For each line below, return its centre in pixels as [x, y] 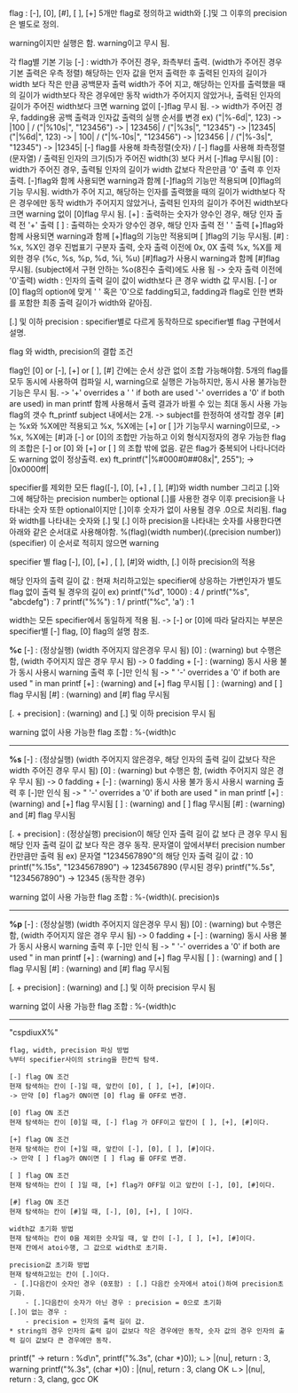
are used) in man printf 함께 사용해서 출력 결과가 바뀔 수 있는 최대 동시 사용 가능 [149, 404]
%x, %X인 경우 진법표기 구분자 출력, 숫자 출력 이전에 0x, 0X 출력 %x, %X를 [141, 247]
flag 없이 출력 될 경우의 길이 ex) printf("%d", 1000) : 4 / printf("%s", [129, 592]
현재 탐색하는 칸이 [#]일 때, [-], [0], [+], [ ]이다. [101, 1212]
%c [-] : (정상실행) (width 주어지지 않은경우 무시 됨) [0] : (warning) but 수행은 [145, 650]
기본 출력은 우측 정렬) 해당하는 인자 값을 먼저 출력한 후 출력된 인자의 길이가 [138, 73]
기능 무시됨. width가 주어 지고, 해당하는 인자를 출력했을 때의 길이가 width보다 [143, 192]
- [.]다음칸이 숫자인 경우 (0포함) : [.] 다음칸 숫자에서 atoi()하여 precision [145, 1284]
